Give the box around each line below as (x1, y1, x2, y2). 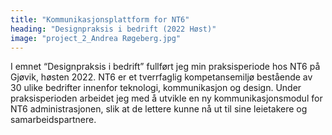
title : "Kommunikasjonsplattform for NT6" (10, 14, 190, 25)
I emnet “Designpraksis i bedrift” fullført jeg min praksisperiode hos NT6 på (10, 61, 321, 73)
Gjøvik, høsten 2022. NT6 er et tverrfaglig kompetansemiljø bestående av (10, 71, 313, 83)
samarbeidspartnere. (10, 114, 97, 126)
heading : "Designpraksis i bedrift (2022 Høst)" (10, 24, 217, 34)
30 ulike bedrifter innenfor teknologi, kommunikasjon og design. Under (10, 82, 302, 94)
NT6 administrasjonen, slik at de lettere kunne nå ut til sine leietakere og (10, 103, 308, 115)
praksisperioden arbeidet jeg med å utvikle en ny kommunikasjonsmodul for (10, 92, 323, 105)
